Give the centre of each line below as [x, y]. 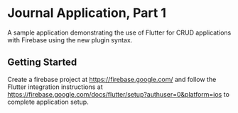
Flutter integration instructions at [55, 87]
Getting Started [42, 63]
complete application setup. [48, 102]
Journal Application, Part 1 [87, 13]
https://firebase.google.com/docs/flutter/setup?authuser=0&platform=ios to [118, 94]
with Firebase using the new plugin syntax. [70, 40]
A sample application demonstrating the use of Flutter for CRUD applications [119, 32]
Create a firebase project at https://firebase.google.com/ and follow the [112, 79]
